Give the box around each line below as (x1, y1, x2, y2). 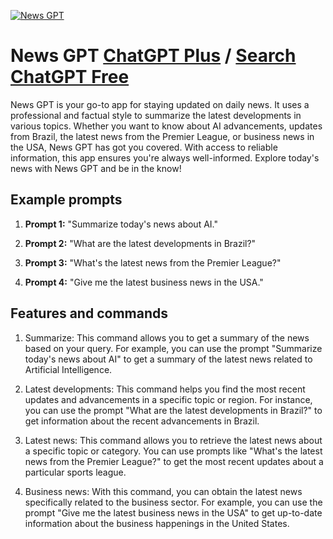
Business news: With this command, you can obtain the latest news (24, 485, 303, 497)
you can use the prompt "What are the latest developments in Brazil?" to (24, 404, 323, 416)
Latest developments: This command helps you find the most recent (24, 383, 306, 395)
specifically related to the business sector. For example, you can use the (24, 496, 323, 508)
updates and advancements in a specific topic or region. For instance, (24, 393, 313, 405)
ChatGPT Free (10, 66, 130, 89)
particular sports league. (24, 466, 127, 478)
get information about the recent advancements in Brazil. (24, 415, 260, 427)
